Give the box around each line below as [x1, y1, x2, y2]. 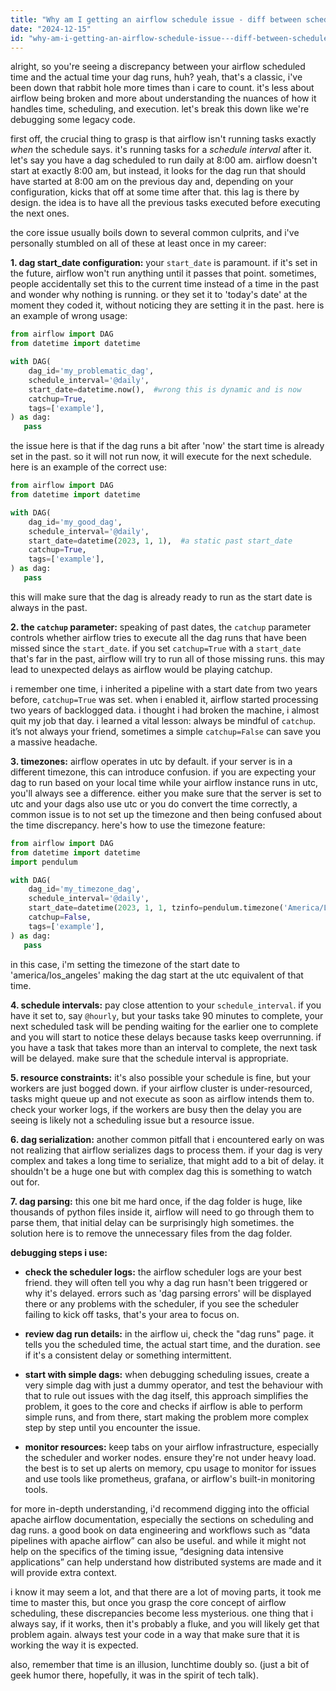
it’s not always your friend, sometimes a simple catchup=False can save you [10, 725, 322, 737]
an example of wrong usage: [10, 310, 128, 322]
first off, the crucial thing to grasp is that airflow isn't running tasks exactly [10, 133, 317, 145]
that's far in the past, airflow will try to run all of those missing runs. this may [10, 652, 325, 665]
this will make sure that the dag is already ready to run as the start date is [10, 591, 313, 603]
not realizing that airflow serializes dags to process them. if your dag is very [10, 1144, 323, 1156]
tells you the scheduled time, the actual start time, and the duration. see [24, 1338, 321, 1350]
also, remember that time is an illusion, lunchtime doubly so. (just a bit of [10, 1658, 310, 1670]
